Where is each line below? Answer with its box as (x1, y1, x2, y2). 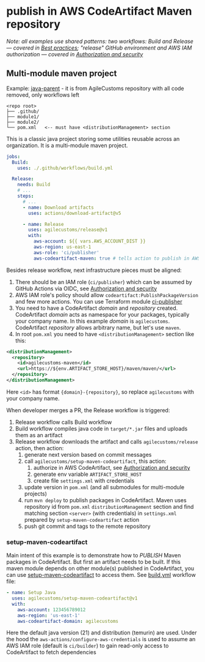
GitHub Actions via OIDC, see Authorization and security (15, 285, 157, 292)
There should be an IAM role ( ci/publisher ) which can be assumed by (15, 278, 192, 285)
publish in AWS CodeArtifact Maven (6, 4, 192, 18)
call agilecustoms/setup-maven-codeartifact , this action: (24, 457, 167, 465)
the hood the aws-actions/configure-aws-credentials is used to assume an (6, 636, 196, 643)
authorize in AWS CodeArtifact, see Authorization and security (33, 464, 190, 471)
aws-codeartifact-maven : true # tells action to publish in (33, 255, 190, 261)
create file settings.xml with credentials (33, 476, 135, 484)
